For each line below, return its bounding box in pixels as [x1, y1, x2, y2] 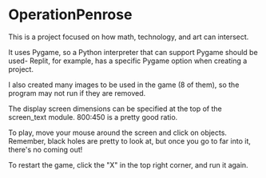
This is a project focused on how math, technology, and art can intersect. [8, 32, 249, 42]
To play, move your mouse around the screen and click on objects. [8, 128, 228, 137]
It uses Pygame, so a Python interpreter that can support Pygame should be [8, 47, 258, 57]
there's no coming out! [8, 144, 83, 154]
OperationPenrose [8, 6, 133, 24]
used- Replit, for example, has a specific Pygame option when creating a [8, 56, 248, 65]
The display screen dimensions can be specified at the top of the [8, 104, 222, 113]
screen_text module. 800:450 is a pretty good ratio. [8, 112, 178, 121]
